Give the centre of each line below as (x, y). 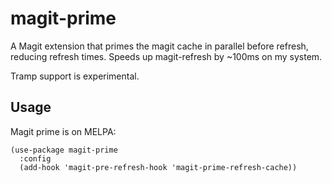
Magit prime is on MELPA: (63, 131)
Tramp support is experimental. (75, 76)
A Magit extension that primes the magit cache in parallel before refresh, (159, 46)
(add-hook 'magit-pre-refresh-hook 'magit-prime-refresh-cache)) (158, 167)
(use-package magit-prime (64, 150)
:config (35, 158)
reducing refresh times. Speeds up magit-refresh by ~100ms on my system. (166, 56)
